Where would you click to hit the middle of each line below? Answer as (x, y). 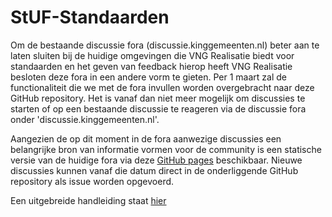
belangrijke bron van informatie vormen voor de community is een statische (166, 149)
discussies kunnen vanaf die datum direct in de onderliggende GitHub (154, 170)
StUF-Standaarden (90, 17)
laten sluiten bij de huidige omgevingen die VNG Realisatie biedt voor (152, 55)
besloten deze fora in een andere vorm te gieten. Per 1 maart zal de (148, 77)
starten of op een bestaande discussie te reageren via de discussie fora (158, 108)
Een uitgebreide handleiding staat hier (88, 200)
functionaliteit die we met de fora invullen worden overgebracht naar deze (162, 87)
